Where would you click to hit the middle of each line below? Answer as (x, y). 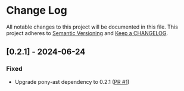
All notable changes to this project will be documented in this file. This (92, 27)
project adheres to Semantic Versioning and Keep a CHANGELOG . (87, 33)
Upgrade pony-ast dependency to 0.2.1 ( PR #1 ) (72, 81)
